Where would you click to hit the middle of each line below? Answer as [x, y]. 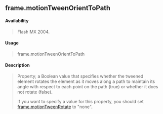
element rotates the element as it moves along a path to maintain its [86, 81]
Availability [17, 20]
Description [18, 65]
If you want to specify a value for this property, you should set [81, 101]
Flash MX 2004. [33, 32]
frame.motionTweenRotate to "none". [55, 107]
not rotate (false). [35, 92]
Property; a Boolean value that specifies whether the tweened [80, 76]
